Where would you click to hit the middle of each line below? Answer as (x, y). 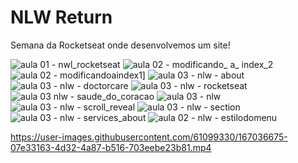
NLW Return (61, 17)
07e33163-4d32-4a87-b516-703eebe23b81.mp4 (111, 147)
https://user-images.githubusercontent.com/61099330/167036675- (149, 137)
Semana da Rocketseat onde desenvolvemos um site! (120, 45)
